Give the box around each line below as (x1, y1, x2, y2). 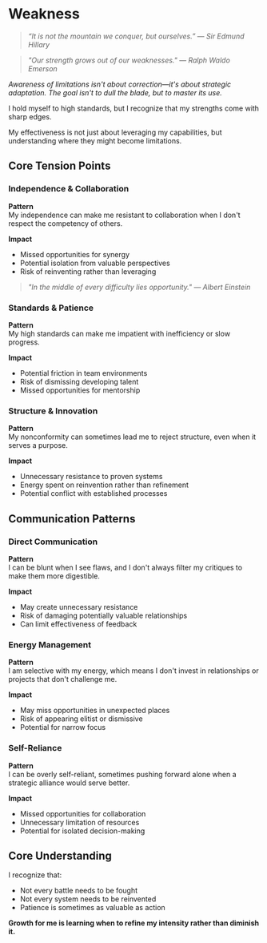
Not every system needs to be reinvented (19, 894, 157, 904)
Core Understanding (8, 848, 112, 862)
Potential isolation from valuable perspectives (19, 258, 170, 268)
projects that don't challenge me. (8, 675, 118, 684)
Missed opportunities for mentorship (19, 385, 141, 395)
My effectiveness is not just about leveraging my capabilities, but (8, 127, 222, 137)
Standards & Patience (8, 302, 94, 313)
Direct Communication (8, 536, 98, 547)
